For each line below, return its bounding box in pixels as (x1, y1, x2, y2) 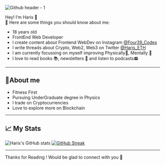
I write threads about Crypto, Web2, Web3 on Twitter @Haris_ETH (12, 45, 146, 50)
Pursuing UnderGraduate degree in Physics (12, 94, 100, 100)
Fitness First (12, 89, 38, 95)
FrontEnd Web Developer (12, 34, 63, 40)
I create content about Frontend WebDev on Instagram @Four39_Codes (12, 39, 157, 45)
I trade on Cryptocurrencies (12, 99, 69, 105)
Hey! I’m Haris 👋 (5, 14, 38, 20)
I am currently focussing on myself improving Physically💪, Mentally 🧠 (12, 50, 152, 56)
